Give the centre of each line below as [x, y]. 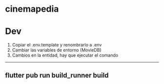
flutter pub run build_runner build [57, 75]
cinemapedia [32, 9]
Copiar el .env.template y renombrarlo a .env [57, 45]
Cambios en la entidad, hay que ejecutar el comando [65, 55]
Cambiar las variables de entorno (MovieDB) [57, 50]
